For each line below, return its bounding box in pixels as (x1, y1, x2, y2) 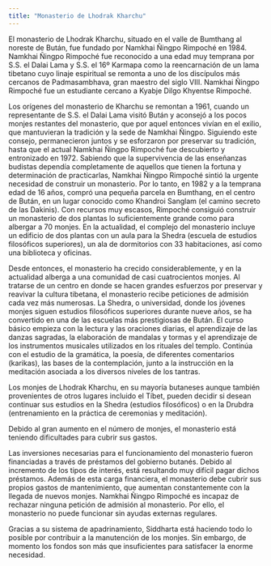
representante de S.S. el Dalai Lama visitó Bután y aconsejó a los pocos (8, 110, 247, 120)
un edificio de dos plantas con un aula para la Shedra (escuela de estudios (8, 230, 257, 240)
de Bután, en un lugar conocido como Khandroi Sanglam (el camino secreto (8, 196, 260, 206)
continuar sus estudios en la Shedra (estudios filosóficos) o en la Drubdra (8, 399, 254, 409)
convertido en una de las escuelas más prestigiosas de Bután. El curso (8, 315, 244, 325)
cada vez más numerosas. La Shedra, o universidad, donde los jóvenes (8, 297, 246, 308)
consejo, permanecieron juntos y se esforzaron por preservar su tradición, (8, 135, 256, 146)
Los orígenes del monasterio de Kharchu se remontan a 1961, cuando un (8, 101, 249, 111)
